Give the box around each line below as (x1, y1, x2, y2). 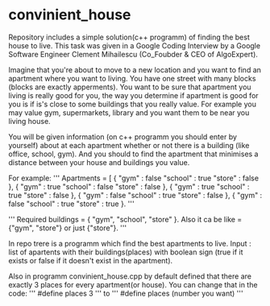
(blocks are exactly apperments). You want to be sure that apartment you (8, 82, 251, 92)
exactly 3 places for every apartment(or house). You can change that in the (8, 279, 258, 289)
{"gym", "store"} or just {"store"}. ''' (8, 223, 127, 233)
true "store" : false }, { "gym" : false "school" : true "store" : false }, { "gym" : (8, 190, 263, 200)
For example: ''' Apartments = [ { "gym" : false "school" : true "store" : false (8, 173, 260, 183)
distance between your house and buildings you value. (8, 157, 190, 167)
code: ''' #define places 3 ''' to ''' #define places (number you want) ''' (8, 288, 243, 298)
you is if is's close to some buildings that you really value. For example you (8, 99, 256, 109)
